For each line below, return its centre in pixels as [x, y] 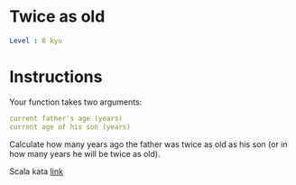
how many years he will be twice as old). [85, 153]
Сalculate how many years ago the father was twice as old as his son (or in [148, 144]
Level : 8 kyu [36, 41]
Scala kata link [36, 171]
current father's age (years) [66, 118]
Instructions [56, 77]
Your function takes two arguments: [76, 102]
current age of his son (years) [70, 127]
